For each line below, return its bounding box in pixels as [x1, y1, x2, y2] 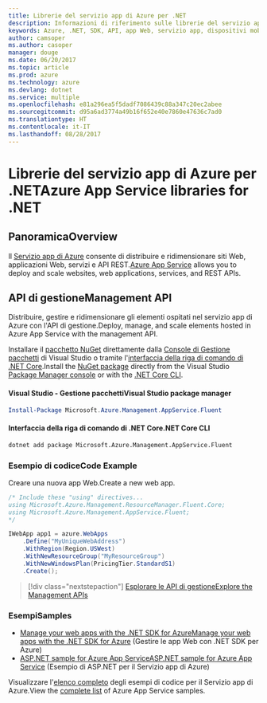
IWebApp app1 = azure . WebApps [8, 530, 109, 538]
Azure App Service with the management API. [8, 329, 158, 339]
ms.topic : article [8, 64, 69, 72]
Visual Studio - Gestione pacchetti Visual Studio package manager [8, 388, 232, 399]
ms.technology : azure [8, 78, 80, 86]
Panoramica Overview [8, 230, 118, 244]
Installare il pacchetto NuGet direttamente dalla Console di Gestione [8, 344, 230, 355]
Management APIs [27, 590, 89, 599]
